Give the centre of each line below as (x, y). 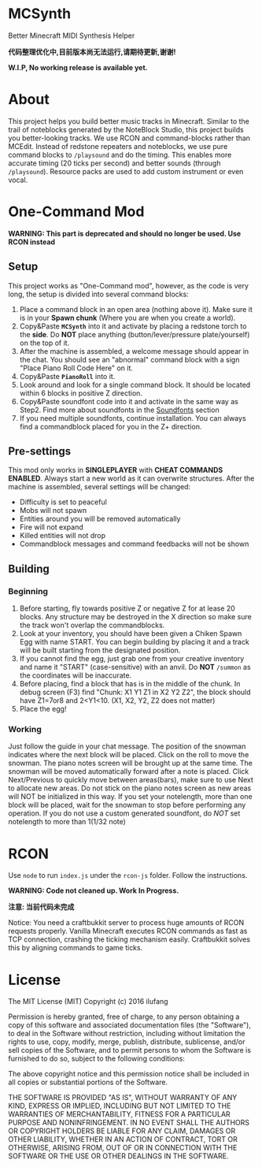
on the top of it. (44, 343)
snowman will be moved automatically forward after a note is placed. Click (129, 771)
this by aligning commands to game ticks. (76, 948)
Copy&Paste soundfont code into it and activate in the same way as (129, 401)
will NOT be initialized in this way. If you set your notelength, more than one (131, 797)
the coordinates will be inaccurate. (76, 675)
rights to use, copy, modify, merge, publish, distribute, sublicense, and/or (127, 1042)
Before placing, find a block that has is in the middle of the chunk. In (130, 684)
